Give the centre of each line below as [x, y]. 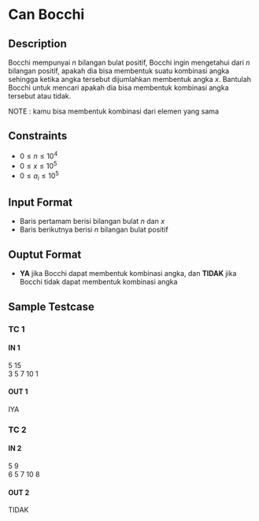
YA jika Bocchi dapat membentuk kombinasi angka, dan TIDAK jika [128, 274]
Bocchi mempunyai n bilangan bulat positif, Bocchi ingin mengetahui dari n [129, 62]
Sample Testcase [51, 306]
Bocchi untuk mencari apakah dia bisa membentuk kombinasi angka [118, 87]
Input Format [41, 202]
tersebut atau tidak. [40, 96]
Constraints [38, 136]
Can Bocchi [46, 15]
